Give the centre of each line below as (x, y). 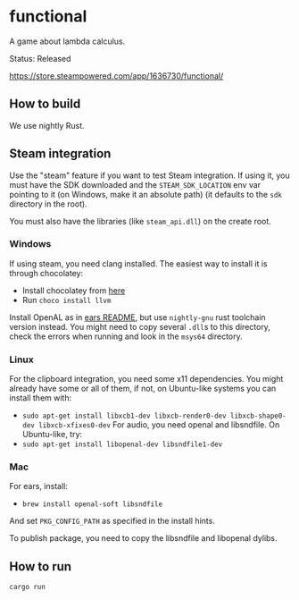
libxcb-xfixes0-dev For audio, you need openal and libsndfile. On (159, 425)
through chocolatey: (46, 273)
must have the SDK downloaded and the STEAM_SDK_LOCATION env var (135, 184)
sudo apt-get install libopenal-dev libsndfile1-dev (122, 444)
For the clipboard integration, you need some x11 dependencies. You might (146, 379)
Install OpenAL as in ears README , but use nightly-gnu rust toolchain (137, 317)
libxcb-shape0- (259, 416)
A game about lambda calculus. (67, 41)
